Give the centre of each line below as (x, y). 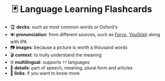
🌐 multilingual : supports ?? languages (50, 62)
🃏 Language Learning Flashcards (82, 9)
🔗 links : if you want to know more (45, 73)
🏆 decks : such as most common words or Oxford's (64, 27)
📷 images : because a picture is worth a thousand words (69, 47)
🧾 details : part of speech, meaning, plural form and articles (71, 67)
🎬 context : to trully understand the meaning (56, 55)
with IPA (18, 42)
